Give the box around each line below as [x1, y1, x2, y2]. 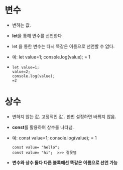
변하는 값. [12, 22, 31, 28]
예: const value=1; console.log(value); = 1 [12, 134, 97, 140]
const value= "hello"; [12, 144, 60, 150]
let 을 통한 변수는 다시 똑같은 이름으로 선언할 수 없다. [12, 43, 115, 49]
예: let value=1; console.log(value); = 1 [12, 53, 91, 60]
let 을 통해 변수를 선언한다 [12, 32, 62, 38]
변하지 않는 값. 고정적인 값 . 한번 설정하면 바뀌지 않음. [12, 113, 116, 119]
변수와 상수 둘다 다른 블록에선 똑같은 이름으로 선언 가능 [12, 159, 118, 165]
